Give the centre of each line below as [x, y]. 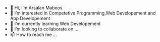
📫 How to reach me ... [33, 34]
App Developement [30, 18]
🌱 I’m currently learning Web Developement [55, 23]
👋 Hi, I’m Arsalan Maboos [36, 8]
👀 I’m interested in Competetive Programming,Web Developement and [83, 13]
